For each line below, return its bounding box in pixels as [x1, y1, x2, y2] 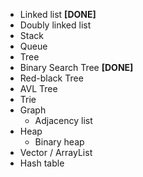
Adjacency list [34, 115, 93, 126]
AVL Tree [19, 83, 58, 94]
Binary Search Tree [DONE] [19, 62, 134, 73]
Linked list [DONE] [19, 9, 97, 20]
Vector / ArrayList [19, 147, 93, 158]
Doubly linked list [19, 19, 92, 31]
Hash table [19, 157, 65, 169]
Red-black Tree [19, 72, 84, 84]
